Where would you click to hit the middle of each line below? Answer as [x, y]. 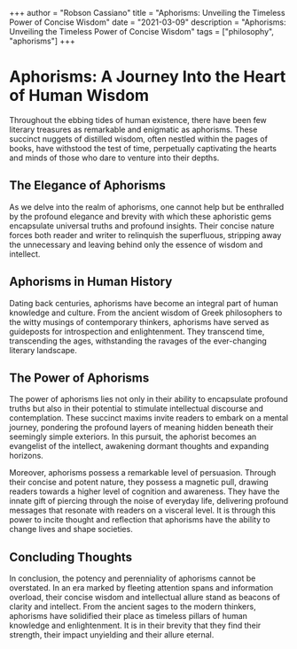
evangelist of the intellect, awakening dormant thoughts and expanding [139, 446]
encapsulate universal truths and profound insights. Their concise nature [142, 226]
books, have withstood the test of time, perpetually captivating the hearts [143, 148]
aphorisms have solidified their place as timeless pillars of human [129, 616]
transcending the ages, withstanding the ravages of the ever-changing [138, 341]
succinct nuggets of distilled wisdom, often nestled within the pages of [139, 139]
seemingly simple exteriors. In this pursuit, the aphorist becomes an [133, 437]
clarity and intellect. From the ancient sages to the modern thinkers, [133, 607]
